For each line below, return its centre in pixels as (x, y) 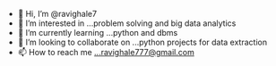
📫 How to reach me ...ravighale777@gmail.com (106, 52)
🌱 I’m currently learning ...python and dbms (98, 33)
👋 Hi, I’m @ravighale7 (57, 14)
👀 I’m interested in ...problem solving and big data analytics (127, 23)
